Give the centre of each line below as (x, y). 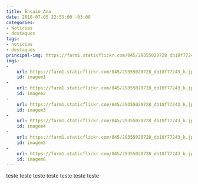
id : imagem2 (31, 93)
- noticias (19, 45)
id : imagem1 (31, 77)
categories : (21, 22)
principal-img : (25, 55)
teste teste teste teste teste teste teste (52, 176)
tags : (13, 39)
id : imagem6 (31, 159)
